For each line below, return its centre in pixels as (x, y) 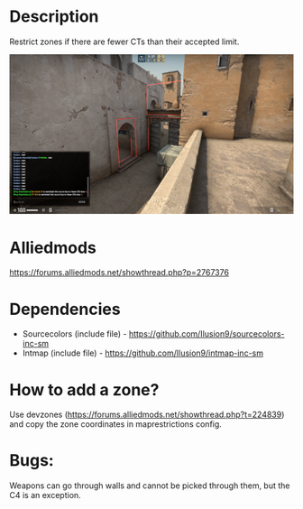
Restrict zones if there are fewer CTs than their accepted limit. (124, 42)
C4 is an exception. (45, 495)
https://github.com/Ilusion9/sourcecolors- (207, 334)
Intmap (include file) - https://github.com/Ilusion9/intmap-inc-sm (143, 353)
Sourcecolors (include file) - (74, 334)
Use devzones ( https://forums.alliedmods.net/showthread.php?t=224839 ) (147, 415)
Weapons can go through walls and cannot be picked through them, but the (150, 486)
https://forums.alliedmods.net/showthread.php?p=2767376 (119, 273)
